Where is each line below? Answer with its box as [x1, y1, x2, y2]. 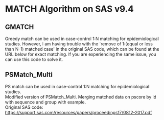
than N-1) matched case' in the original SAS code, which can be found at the [5, 46, 160, 52]
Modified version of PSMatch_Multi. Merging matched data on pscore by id [5, 94, 157, 100]
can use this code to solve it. [5, 57, 63, 62]
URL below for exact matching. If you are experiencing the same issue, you [5, 51, 157, 57]
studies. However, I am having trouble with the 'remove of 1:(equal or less [5, 41, 153, 47]
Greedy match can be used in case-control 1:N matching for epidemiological [5, 36, 159, 41]
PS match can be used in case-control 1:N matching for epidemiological [5, 83, 150, 89]
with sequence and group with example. [5, 99, 86, 105]
